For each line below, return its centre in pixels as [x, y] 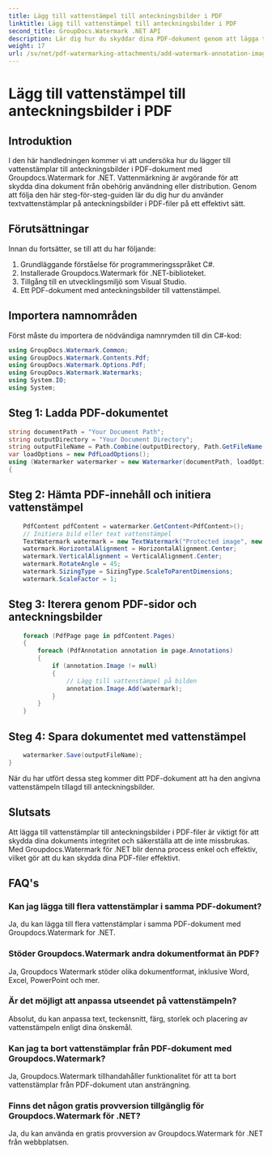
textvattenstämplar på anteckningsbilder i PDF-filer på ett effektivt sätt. [127, 203]
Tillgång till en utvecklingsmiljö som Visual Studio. [103, 282]
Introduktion [40, 141]
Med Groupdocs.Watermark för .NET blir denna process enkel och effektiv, [133, 849]
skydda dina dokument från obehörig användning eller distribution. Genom [133, 186]
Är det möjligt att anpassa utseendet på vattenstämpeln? [123, 1001]
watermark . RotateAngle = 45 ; [72, 564]
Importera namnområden [73, 316]
